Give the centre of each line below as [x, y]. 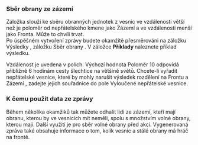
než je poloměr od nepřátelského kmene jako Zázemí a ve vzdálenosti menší [99, 28]
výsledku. [18, 53]
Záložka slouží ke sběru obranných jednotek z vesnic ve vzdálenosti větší [95, 22]
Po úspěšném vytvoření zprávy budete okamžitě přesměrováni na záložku [96, 41]
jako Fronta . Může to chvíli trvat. [45, 34]
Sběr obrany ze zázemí [40, 9]
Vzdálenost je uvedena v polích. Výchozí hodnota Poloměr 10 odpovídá [92, 65]
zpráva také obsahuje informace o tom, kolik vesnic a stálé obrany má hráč [97, 130]
